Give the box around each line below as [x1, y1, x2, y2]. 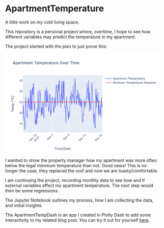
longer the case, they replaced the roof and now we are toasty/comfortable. [5, 168, 159, 174]
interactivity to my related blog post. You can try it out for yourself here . [5, 217, 150, 223]
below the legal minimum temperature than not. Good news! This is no [5, 162, 147, 168]
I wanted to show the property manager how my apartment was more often [5, 157, 157, 163]
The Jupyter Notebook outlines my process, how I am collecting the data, [5, 197, 154, 203]
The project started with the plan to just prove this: [5, 43, 108, 49]
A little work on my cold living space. [5, 19, 80, 25]
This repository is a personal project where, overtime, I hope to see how [5, 28, 151, 34]
